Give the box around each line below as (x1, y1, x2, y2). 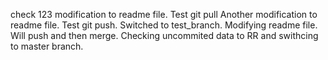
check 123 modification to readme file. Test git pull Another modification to (10, 9, 318, 20)
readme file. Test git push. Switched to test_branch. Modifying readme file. (10, 19, 318, 31)
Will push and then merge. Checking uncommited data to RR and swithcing (10, 30, 319, 41)
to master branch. (10, 40, 84, 52)
